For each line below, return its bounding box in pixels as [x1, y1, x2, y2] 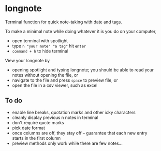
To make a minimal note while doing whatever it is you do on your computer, [5, 28, 157, 34]
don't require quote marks [12, 119, 64, 125]
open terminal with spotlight [12, 37, 68, 44]
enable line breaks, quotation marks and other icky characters [12, 109, 136, 115]
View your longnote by [5, 57, 50, 63]
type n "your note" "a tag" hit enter [12, 43, 86, 49]
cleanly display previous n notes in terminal [12, 115, 99, 120]
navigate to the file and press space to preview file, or [12, 77, 118, 83]
